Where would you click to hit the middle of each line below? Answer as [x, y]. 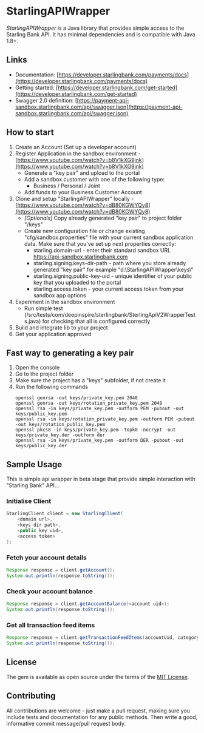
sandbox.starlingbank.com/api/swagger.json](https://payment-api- [99, 107]
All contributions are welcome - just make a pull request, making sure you [98, 711]
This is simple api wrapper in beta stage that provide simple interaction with [101, 479]
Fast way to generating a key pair [70, 353]
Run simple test [43, 308]
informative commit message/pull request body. [66, 723]
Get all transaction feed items [51, 625]
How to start [30, 133]
